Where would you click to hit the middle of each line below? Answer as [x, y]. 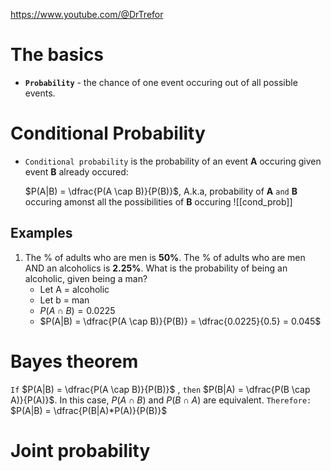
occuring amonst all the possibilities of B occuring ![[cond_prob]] [158, 201]
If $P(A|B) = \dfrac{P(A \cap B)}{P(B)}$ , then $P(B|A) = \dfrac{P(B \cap [160, 389]
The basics [57, 55]
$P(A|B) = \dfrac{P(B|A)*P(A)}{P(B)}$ [89, 410]
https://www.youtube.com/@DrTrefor [87, 14]
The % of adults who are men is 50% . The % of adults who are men [165, 257]
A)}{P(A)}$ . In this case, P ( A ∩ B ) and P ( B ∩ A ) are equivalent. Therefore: [161, 400]
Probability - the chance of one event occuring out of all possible [161, 82]
